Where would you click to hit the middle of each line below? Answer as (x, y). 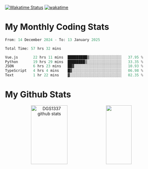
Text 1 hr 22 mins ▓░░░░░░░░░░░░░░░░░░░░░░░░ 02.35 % (74, 75)
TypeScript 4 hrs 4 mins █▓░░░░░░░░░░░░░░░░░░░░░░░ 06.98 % (74, 71)
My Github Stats (38, 95)
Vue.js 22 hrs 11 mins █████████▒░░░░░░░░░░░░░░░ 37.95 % (74, 57)
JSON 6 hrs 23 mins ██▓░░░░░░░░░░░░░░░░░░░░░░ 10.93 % (74, 66)
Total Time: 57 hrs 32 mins (33, 48)
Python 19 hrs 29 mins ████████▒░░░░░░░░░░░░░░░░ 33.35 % (74, 62)
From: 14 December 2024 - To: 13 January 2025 (53, 40)
